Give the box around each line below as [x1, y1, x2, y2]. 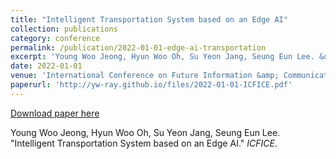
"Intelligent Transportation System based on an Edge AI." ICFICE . [10, 137, 278, 149]
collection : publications [10, 24, 118, 34]
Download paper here [10, 107, 100, 119]
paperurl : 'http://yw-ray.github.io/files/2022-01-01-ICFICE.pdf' [10, 80, 293, 90]
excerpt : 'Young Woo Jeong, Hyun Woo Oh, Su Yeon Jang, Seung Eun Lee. [10, 52, 315, 62]
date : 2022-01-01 [10, 61, 83, 71]
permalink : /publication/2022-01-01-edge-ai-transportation [10, 42, 267, 53]
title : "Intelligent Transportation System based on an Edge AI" [10, 14, 288, 25]
